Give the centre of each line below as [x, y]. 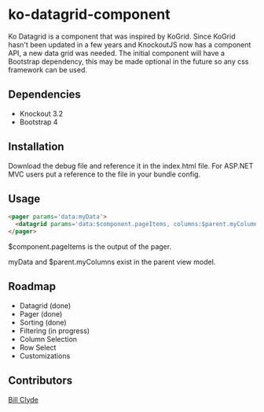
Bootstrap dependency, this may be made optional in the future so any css [128, 61]
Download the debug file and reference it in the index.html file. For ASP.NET [131, 165]
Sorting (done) [43, 322]
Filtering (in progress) [55, 330]
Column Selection [48, 339]
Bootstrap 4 [38, 122]
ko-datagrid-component [89, 15]
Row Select [38, 347]
